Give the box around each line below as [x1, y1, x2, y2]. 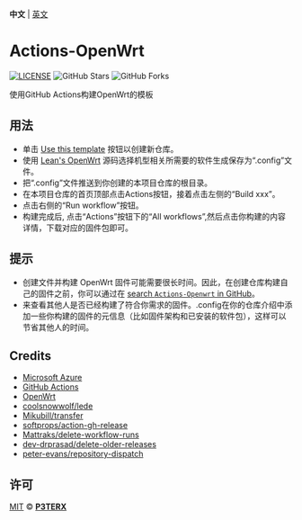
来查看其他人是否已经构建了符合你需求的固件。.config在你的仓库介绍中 [22, 299, 285, 309]
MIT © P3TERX [9, 501, 67, 512]
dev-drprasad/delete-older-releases [22, 439, 157, 450]
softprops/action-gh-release [22, 420, 129, 431]
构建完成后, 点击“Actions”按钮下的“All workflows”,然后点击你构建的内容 [22, 211, 286, 221]
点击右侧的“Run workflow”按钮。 [22, 200, 144, 211]
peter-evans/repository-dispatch [22, 449, 144, 460]
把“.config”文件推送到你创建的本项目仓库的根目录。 [22, 177, 213, 188]
